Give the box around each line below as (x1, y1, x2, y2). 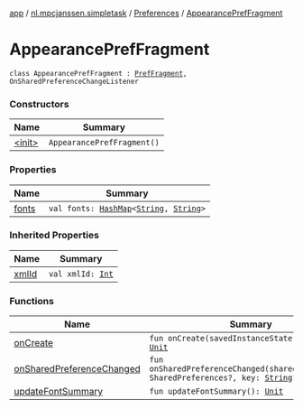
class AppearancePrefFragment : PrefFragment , (9, 69, 188, 78)
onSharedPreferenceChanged (14, 363, 142, 376)
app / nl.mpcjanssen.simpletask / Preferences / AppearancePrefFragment (9, 8, 283, 18)
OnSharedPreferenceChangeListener (9, 77, 140, 86)
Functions (9, 294, 54, 307)
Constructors (9, 98, 69, 110)
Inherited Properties (9, 229, 99, 242)
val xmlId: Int (48, 268, 115, 279)
